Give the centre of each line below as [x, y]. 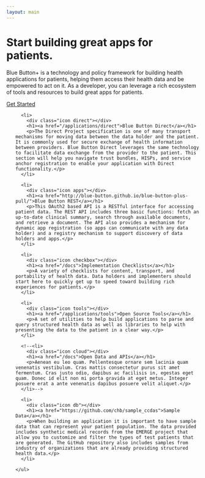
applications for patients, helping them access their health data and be [95, 79]
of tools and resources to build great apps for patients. [75, 92]
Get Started [21, 104]
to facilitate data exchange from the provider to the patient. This [106, 153]
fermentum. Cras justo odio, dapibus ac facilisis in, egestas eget [104, 373]
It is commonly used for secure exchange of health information [99, 142]
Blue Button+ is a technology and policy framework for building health [95, 72]
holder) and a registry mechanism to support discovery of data [99, 233]
